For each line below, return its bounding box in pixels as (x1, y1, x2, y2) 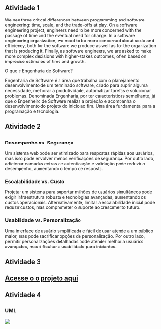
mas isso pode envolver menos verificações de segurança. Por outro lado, (5, 155, 155, 161)
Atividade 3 (5, 257, 41, 266)
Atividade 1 (5, 4, 40, 12)
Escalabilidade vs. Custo (5, 178, 65, 185)
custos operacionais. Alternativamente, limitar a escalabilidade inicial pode (5, 200, 155, 206)
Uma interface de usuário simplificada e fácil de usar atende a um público (5, 228, 154, 234)
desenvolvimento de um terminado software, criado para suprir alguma (5, 82, 148, 88)
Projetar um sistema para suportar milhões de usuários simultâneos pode (5, 189, 152, 195)
